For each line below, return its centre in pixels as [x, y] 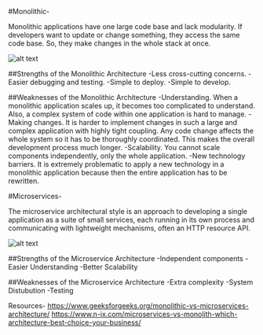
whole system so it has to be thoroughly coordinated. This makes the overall [131, 139]
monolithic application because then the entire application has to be [118, 173]
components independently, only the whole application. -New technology [127, 156]
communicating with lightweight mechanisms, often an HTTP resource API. [130, 228]
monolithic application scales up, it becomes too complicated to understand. [131, 106]
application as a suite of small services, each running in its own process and [131, 220]
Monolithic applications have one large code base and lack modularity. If [126, 26]
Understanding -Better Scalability [84, 267]
